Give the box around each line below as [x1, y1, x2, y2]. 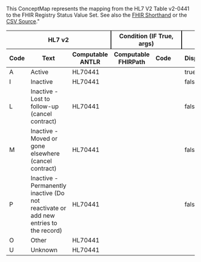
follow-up [31, 102, 59, 110]
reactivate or [31, 204, 66, 212]
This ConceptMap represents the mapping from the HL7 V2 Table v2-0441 [6, 5, 190, 12]
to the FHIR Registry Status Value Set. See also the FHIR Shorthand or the [6, 11, 187, 19]
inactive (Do [31, 189, 65, 197]
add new [31, 212, 55, 220]
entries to [31, 219, 58, 227]
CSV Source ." [6, 18, 40, 25]
